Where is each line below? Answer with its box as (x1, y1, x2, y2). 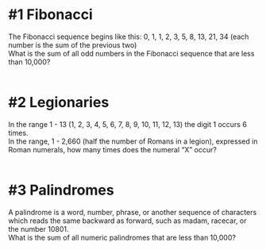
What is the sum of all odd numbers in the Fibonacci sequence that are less (8, 48, 255, 58)
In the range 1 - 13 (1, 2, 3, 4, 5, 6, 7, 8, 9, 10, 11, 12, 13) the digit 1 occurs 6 (8, 119, 248, 129)
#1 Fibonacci (8, 6, 93, 24)
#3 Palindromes (8, 181, 114, 199)
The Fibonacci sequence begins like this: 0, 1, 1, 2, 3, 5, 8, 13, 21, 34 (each (8, 32, 249, 41)
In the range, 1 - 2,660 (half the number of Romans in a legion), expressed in (8, 137, 258, 146)
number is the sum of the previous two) (8, 40, 137, 49)
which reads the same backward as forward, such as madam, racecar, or (8, 216, 247, 225)
